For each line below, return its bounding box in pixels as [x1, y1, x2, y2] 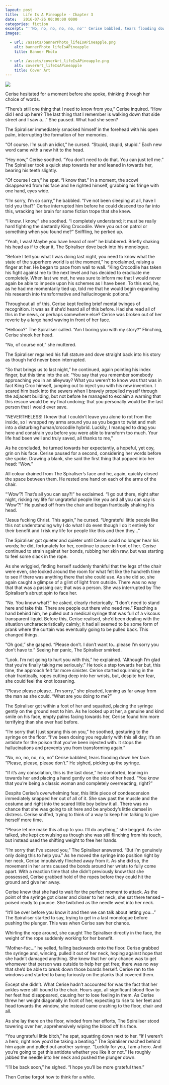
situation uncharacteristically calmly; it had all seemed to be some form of [5, 621, 158, 627]
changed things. [5, 632, 39, 638]
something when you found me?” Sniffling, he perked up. [5, 229, 124, 235]
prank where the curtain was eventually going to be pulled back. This [5, 626, 148, 632]
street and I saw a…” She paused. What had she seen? [5, 117, 118, 123]
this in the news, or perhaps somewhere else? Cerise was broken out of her [5, 312, 162, 318]
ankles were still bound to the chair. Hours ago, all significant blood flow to [5, 987, 160, 993]
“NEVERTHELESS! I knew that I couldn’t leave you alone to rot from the [5, 414, 152, 420]
